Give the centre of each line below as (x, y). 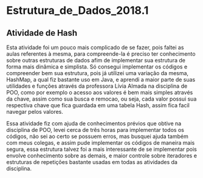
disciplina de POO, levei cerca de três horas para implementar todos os (95, 130)
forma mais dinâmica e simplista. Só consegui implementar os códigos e (97, 67)
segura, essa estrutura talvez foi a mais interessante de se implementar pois (102, 149)
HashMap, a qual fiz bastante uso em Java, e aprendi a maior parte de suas (101, 80)
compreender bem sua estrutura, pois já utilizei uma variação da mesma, (98, 73)
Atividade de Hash (42, 33)
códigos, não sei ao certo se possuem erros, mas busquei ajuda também (97, 136)
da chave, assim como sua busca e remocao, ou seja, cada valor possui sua (101, 99)
